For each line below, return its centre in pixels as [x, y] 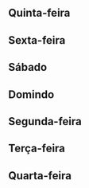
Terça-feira [37, 149]
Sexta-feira [37, 40]
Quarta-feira [40, 176]
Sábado [28, 67]
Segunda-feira [45, 121]
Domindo [31, 94]
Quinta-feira [39, 13]
